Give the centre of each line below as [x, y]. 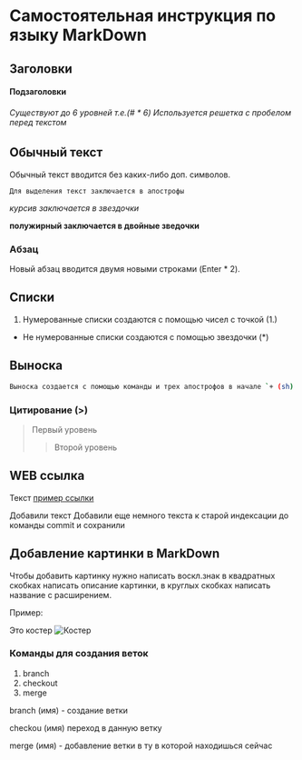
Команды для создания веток [79, 654]
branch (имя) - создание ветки [69, 710]
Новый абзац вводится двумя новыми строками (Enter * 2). [125, 269]
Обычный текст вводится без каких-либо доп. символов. [120, 175]
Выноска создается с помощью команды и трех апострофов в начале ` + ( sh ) [152, 386]
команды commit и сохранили [67, 525]
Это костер [31, 630]
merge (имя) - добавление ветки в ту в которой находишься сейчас [141, 745]
